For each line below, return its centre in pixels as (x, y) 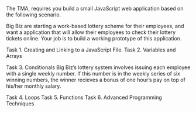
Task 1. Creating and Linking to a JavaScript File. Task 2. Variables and (91, 50)
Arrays (14, 56)
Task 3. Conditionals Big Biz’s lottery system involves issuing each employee (98, 67)
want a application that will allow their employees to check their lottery (91, 32)
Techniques (20, 104)
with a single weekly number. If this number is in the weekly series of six (93, 73)
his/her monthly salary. (34, 86)
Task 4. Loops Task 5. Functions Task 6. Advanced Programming (84, 97)
